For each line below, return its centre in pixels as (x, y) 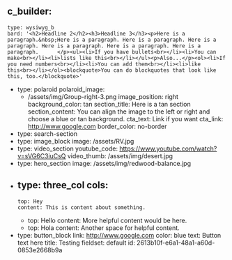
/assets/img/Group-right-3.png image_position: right (103, 96)
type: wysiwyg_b (31, 27)
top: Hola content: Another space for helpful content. (103, 228)
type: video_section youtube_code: (68, 148)
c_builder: (30, 12)
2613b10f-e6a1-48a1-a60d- (176, 243)
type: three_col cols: (63, 185)
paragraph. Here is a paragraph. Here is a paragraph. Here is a (104, 46)
